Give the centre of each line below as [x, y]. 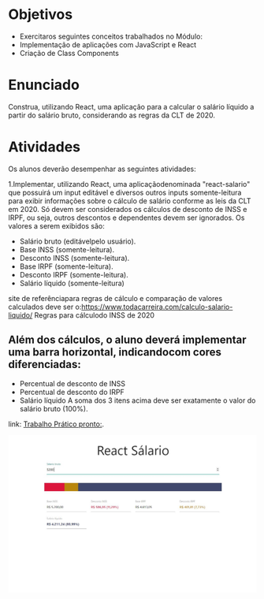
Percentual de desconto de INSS [73, 383]
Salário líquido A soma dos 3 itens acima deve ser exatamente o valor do [138, 400]
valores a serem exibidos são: [56, 225]
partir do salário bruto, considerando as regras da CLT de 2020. [112, 115]
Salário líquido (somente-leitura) [72, 283]
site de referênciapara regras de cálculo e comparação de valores [115, 298]
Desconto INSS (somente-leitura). [74, 258]
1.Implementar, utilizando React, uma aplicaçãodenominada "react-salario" [129, 184]
